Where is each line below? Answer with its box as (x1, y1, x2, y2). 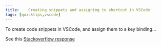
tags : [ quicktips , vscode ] (5, 12, 61, 17)
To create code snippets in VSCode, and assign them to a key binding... (5, 26, 156, 32)
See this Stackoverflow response (5, 36, 75, 42)
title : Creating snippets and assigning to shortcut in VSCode (5, 7, 150, 13)
